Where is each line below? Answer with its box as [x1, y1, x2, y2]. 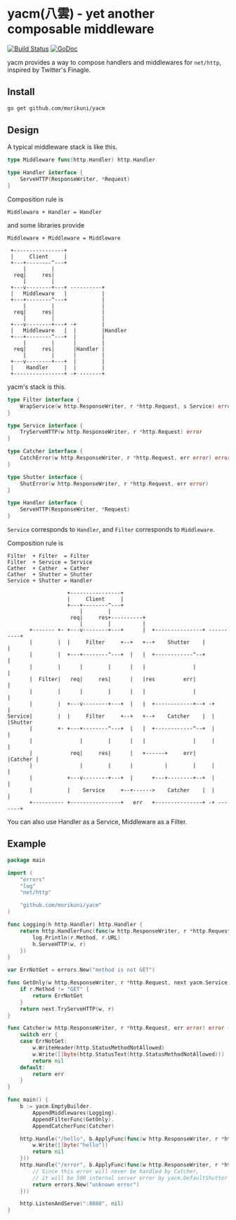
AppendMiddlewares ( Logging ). [32, 1109, 118, 1116]
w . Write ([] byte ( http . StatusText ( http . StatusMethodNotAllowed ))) [32, 1050, 225, 1058]
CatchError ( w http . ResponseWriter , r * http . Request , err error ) [20, 454, 212, 461]
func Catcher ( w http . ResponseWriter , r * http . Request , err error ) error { [7, 1025, 231, 1032]
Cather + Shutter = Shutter [7, 571, 93, 578]
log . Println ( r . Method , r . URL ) [32, 934, 121, 941]
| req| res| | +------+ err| [29, 750, 197, 757]
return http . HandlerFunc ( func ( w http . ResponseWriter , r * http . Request [20, 927, 231, 935]
